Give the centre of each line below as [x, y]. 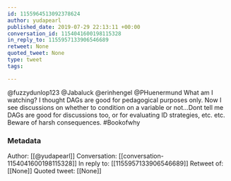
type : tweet [25, 60]
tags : [15, 66]
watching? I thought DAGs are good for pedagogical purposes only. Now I [114, 100]
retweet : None [28, 46]
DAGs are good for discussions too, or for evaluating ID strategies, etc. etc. [116, 115]
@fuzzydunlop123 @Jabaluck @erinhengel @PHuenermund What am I [110, 92]
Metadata [24, 140]
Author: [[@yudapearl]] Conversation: [63, 156]
